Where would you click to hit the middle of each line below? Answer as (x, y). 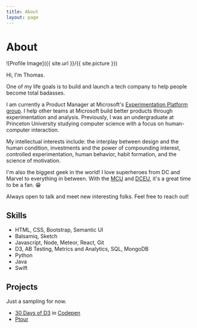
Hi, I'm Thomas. (26, 75)
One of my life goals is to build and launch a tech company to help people (97, 87)
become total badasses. (36, 93)
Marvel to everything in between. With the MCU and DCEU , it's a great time (98, 179)
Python (24, 256)
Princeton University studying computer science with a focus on (85, 124)
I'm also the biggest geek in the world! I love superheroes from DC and (93, 172)
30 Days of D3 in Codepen (47, 313)
